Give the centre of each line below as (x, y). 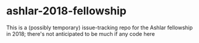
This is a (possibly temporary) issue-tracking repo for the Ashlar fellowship (99, 27)
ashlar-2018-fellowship (67, 11)
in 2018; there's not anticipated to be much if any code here (81, 33)
